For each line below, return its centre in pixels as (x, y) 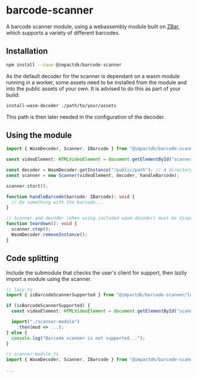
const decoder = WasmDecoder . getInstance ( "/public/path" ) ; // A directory (99, 170)
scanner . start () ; (27, 186)
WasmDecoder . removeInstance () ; (50, 235)
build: (13, 95)
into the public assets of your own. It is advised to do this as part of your (94, 88)
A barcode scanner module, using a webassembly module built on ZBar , (93, 26)
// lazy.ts (19, 290)
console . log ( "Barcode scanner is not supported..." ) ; (78, 338)
